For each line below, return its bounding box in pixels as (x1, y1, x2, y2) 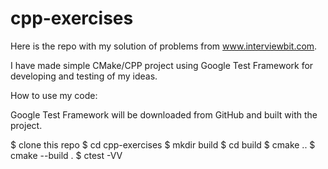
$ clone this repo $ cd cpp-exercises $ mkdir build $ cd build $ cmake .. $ (10, 138, 316, 151)
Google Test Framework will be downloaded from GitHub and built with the (10, 108, 318, 121)
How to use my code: (10, 89, 98, 101)
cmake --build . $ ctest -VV (10, 149, 123, 161)
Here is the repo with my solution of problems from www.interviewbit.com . (10, 40, 318, 52)
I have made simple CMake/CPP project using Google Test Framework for (10, 59, 314, 71)
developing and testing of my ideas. (10, 70, 158, 82)
